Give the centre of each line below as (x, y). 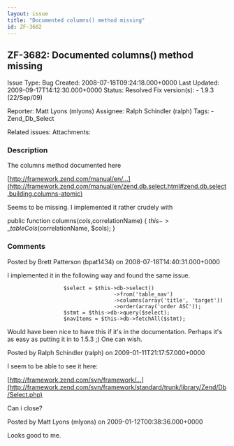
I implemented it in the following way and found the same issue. (99, 275)
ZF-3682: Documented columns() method (100, 55)
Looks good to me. (34, 435)
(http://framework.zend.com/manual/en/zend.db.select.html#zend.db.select (117, 187)
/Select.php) (25, 394)
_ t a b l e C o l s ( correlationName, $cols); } (61, 229)
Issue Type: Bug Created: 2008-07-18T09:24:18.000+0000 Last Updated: (114, 83)
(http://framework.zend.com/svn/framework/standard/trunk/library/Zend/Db (117, 387)
